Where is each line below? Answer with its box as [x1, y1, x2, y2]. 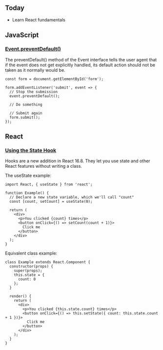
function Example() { [5, 191, 49, 195]
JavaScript [5, 31, 39, 39]
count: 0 [18, 277, 36, 282]
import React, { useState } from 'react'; [5, 182, 93, 187]
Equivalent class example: [5, 251, 58, 256]
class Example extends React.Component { [5, 260, 91, 265]
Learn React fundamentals [12, 17, 66, 22]
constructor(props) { [9, 264, 54, 269]
